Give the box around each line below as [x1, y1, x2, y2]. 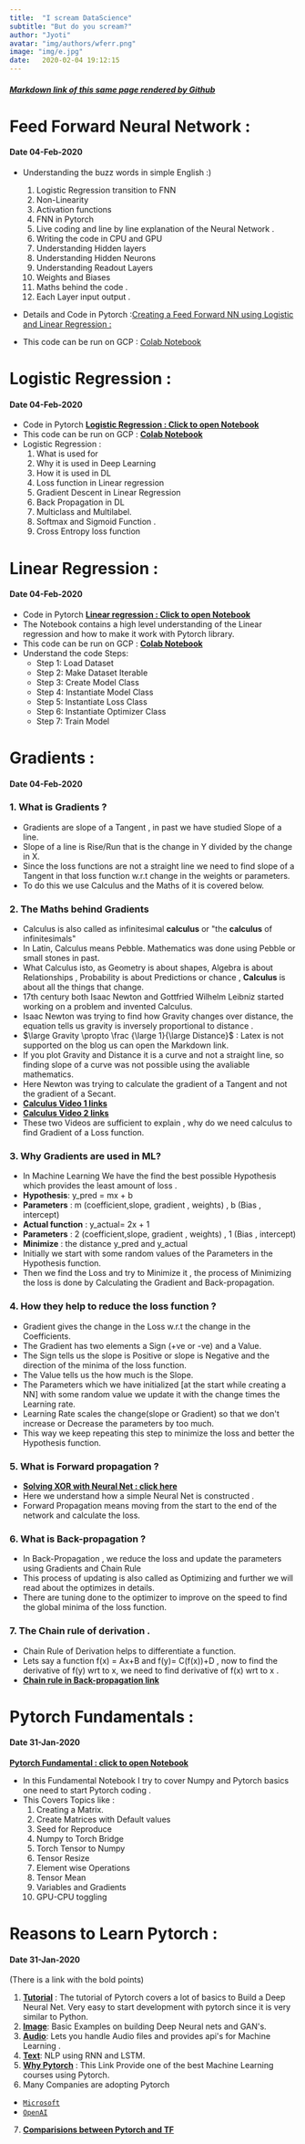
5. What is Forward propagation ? [9, 1459, 159, 1472]
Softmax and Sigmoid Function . [36, 517, 157, 528]
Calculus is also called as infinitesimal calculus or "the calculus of [22, 924, 273, 935]
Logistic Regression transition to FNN [36, 184, 177, 195]
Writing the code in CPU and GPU [36, 233, 163, 244]
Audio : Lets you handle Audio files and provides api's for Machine [22, 2031, 271, 2042]
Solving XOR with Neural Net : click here [22, 1480, 178, 1492]
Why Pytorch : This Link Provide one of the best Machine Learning [22, 2060, 274, 2071]
